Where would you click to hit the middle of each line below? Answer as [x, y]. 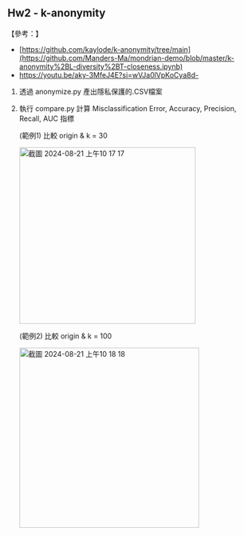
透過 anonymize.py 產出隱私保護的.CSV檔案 [91, 91]
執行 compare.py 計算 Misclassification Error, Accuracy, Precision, [128, 108]
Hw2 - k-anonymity [57, 13]
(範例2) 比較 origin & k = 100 [65, 336]
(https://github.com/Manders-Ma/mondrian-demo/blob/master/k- [126, 58]
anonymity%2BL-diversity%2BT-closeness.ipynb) [101, 66]
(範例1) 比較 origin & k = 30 [63, 135]
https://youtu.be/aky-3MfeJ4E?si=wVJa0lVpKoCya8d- [109, 74]
